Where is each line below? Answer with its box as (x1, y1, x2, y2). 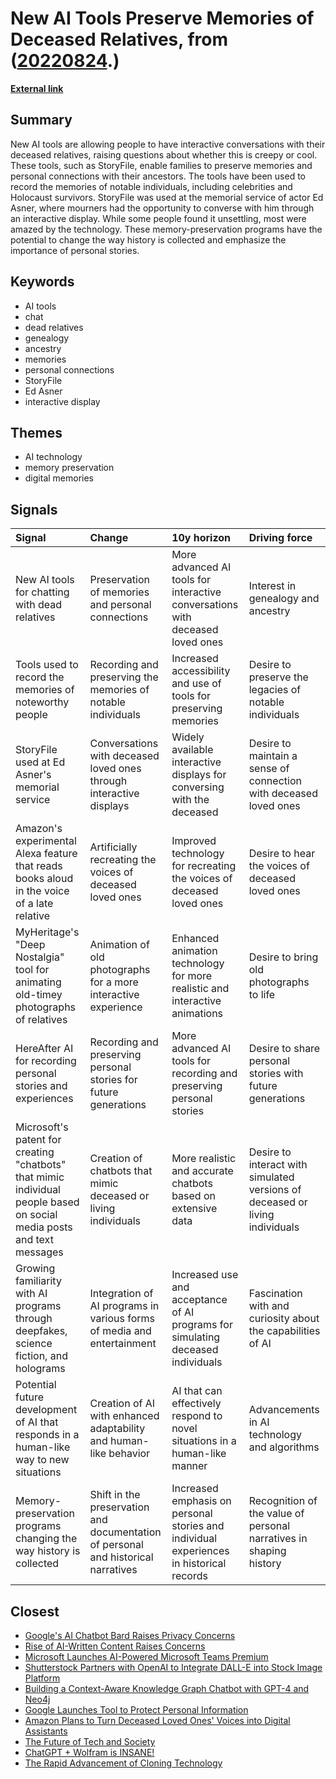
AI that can (171, 1384, 223, 1398)
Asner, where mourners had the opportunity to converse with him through (10, 202, 315, 214)
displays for (171, 768, 227, 782)
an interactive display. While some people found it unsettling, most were (10, 212, 307, 224)
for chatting (15, 585, 70, 599)
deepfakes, (15, 1324, 68, 1338)
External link (10, 82, 64, 94)
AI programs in (89, 1299, 160, 1313)
